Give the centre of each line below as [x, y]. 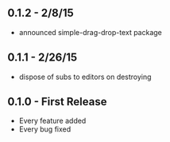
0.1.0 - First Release [57, 102]
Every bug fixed [45, 129]
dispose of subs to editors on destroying [85, 77]
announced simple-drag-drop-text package [90, 32]
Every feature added [52, 121]
